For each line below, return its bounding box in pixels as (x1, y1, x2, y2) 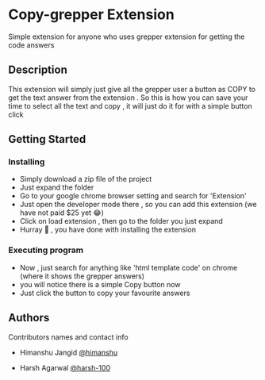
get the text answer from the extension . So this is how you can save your (8, 93, 248, 102)
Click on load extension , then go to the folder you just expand (19, 217, 224, 226)
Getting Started (8, 132, 86, 146)
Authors (8, 311, 50, 324)
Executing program (8, 244, 84, 255)
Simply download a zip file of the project (19, 175, 152, 184)
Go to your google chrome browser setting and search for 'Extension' (19, 191, 248, 201)
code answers (8, 40, 55, 49)
